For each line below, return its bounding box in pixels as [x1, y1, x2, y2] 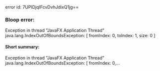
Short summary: [5, 44, 40, 49]
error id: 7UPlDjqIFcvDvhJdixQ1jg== [5, 4, 79, 10]
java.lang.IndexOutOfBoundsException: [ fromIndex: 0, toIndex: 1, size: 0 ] [5, 33, 156, 39]
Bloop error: [5, 16, 35, 23]
